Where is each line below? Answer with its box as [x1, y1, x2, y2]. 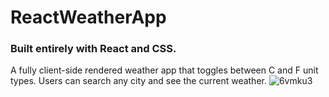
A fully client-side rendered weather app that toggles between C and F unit [10, 64, 319, 76]
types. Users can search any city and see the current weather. [10, 75, 267, 87]
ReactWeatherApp [10, 6, 167, 29]
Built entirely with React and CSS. [10, 42, 177, 56]
